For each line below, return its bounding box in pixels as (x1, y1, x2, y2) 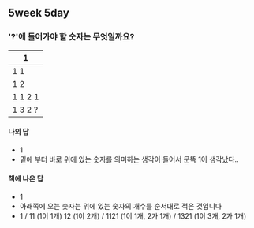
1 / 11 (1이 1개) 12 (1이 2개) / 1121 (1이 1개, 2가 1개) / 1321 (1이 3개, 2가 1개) (19, 211, 247, 221)
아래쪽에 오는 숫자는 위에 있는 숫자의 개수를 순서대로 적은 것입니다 (19, 201, 222, 211)
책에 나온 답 (8, 174, 44, 184)
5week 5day (8, 6, 69, 20)
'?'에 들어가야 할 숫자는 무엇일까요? (8, 32, 135, 43)
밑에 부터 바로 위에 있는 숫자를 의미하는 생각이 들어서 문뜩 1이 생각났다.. (19, 154, 239, 164)
